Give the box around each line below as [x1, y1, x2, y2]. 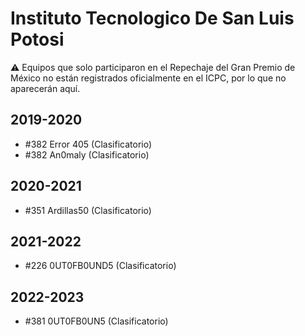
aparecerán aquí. [10, 82, 81, 94]
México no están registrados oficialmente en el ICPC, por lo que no [10, 72, 287, 84]
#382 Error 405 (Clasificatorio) [24, 138, 153, 150]
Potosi [10, 28, 65, 51]
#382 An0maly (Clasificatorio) [24, 148, 150, 161]
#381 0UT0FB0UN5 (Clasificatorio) [24, 315, 169, 327]
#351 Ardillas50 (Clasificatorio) [24, 204, 152, 216]
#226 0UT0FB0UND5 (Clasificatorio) [24, 260, 177, 272]
